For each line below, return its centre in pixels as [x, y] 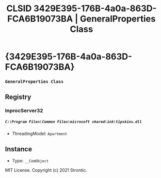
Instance [19, 149]
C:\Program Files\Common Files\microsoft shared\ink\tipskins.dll [73, 122]
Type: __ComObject [30, 161]
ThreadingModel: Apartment [40, 134]
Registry [18, 97]
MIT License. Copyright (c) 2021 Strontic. [46, 170]
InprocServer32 [24, 111]
